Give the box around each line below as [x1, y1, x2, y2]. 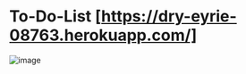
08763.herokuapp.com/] [9, 25, 198, 45]
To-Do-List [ [9, 6, 102, 27]
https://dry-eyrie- [101, 6, 237, 27]
